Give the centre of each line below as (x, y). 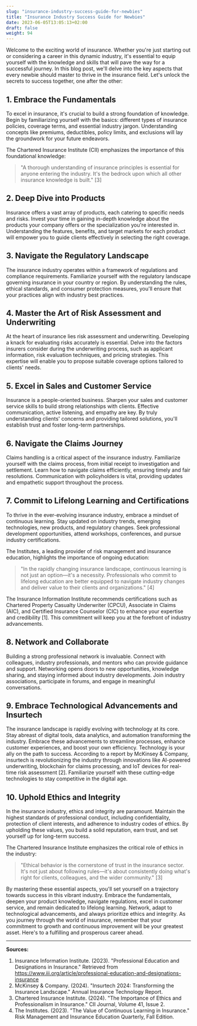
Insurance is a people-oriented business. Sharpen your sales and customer (97, 400)
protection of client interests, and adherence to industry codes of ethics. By (97, 824)
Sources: (17, 949)
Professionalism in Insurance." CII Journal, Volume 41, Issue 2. (90, 1004)
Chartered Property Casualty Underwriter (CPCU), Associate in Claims (91, 605)
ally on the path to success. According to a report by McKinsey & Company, (98, 754)
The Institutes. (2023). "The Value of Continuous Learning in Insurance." (102, 1011)
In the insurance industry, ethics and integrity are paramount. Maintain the (96, 812)
